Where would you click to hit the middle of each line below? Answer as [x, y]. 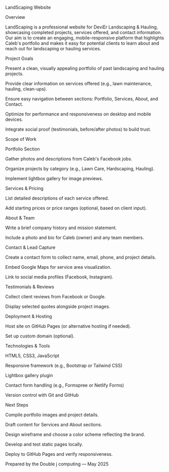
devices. [14, 119]
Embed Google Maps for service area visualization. [58, 267]
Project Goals [19, 58]
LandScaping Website [28, 7]
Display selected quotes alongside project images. [58, 306]
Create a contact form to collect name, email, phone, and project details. [81, 257]
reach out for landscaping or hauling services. [53, 49]
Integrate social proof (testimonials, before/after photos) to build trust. [78, 129]
